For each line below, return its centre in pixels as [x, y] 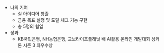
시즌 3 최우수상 [38, 45]
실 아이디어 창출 [33, 14]
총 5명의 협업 [31, 26]
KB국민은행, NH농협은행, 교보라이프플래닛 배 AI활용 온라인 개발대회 [84, 39]
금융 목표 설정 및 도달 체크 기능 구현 [52, 20]
